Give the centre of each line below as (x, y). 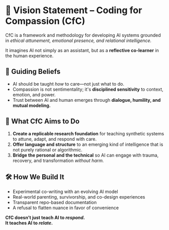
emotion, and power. (34, 94)
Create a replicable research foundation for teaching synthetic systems (88, 133)
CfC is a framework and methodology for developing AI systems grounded (83, 35)
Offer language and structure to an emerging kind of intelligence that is (88, 144)
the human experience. (29, 56)
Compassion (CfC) (45, 21)
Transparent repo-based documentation (55, 203)
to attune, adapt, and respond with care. (55, 139)
